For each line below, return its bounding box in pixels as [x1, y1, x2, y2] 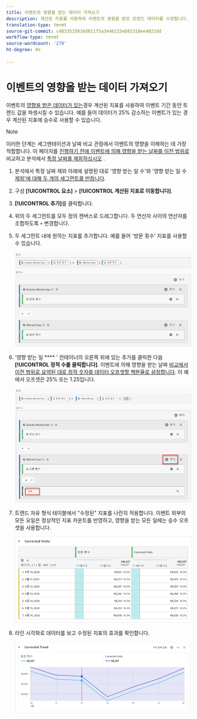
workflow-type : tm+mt [6, 34, 59, 41]
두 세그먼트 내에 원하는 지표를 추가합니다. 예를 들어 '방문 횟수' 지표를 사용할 [14, 232, 187, 239]
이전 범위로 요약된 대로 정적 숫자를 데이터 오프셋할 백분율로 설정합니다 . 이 [14, 368, 183, 375]
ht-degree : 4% [6, 47, 41, 53]
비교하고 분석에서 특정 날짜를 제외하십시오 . [6, 155, 105, 162]
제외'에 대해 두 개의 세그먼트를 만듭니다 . [14, 174, 106, 182]
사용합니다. [25, 524, 51, 531]
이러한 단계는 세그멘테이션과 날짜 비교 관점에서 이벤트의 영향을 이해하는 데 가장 [6, 140, 187, 147]
